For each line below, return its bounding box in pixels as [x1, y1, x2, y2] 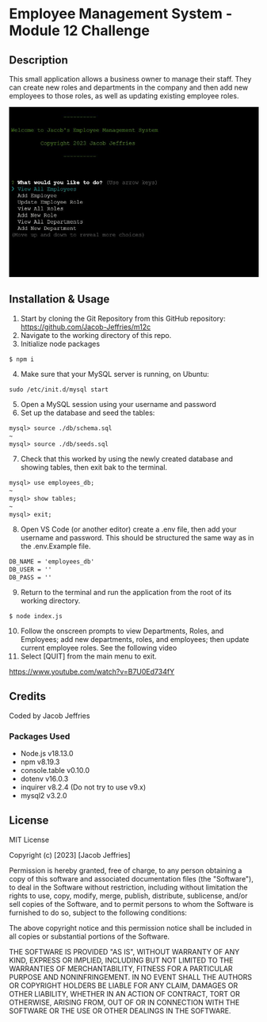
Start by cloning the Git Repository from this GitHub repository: [20, 313, 226, 323]
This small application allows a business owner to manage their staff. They [9, 75, 252, 83]
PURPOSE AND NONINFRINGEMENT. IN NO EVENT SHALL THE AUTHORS [9, 972, 253, 982]
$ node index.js [9, 612, 63, 620]
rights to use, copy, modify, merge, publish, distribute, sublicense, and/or [9, 890, 248, 901]
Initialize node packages [20, 339, 101, 348]
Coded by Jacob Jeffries [9, 711, 90, 720]
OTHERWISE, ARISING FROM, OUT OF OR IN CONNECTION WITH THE [9, 997, 240, 1007]
